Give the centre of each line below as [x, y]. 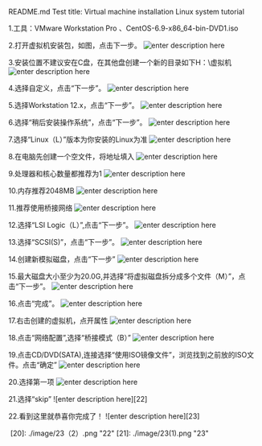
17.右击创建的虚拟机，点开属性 [58, 320]
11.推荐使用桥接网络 [41, 208]
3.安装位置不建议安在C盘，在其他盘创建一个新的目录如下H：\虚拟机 [120, 62]
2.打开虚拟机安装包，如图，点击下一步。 [75, 45]
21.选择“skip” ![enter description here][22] [78, 399]
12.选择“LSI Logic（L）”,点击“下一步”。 [71, 225]
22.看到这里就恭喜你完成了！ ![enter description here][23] [104, 416]
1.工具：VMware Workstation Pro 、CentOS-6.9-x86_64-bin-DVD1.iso [123, 28]
